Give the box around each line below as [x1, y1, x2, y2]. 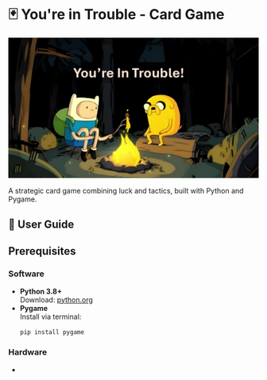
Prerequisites [8, 244, 76, 258]
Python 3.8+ [19, 286, 62, 296]
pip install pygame [19, 328, 85, 336]
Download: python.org [19, 294, 94, 305]
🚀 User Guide [8, 217, 75, 231]
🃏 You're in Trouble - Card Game [8, 6, 225, 24]
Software [8, 268, 45, 279]
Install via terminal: [19, 312, 82, 321]
